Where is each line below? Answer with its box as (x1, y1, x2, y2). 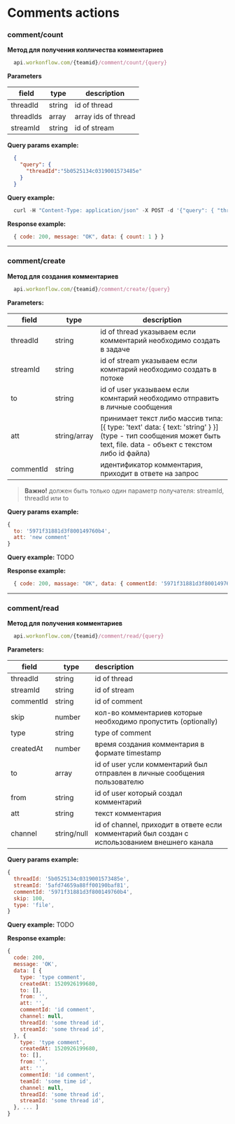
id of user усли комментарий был (94, 759, 208, 769)
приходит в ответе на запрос (100, 468, 199, 478)
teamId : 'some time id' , (20, 1078, 92, 1085)
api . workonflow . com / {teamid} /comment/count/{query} (13, 59, 168, 66)
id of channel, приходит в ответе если (94, 820, 222, 830)
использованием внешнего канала (94, 838, 213, 848)
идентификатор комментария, (100, 460, 203, 470)
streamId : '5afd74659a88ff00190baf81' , (13, 882, 130, 889)
